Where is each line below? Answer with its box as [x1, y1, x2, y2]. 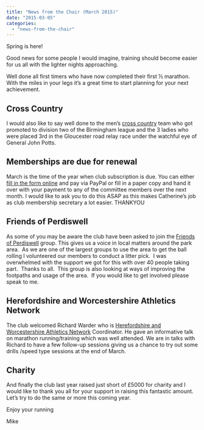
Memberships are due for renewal [6, 157, 138, 167]
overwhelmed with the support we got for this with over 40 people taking [6, 259, 190, 266]
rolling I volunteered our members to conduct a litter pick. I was [6, 252, 167, 259]
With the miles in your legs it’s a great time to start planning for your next [6, 79, 189, 87]
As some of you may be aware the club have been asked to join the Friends [6, 232, 195, 240]
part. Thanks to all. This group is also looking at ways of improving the [6, 265, 186, 272]
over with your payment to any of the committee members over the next [6, 185, 187, 193]
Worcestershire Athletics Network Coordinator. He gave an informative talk [6, 328, 194, 335]
